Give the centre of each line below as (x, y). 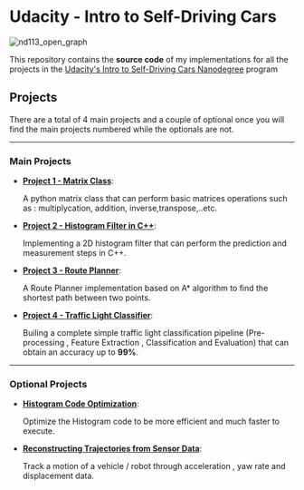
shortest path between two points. (86, 298)
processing (43, 343)
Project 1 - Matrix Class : (68, 181)
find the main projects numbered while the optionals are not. (122, 129)
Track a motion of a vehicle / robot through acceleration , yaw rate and (154, 466)
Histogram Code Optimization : (81, 404)
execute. (39, 431)
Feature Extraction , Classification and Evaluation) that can (180, 343)
